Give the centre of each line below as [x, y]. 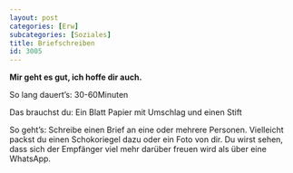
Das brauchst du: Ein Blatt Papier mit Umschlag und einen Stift [126, 112]
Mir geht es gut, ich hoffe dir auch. [76, 77]
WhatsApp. [30, 159]
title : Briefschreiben [52, 43]
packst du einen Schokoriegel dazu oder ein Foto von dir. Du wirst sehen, [146, 139]
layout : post [34, 18]
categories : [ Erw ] [44, 26]
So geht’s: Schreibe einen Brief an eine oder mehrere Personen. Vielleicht [146, 130]
